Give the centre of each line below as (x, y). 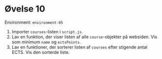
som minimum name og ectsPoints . (46, 42)
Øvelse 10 (25, 9)
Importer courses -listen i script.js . (47, 31)
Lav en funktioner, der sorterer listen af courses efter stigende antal (80, 47)
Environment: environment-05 (34, 22)
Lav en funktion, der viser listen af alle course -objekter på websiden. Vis (84, 37)
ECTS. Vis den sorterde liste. (41, 52)
